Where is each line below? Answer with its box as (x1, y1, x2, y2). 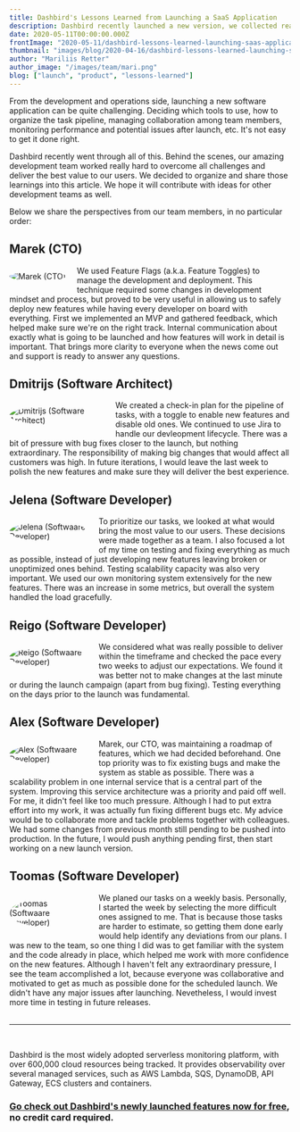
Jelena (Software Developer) (9, 492, 172, 507)
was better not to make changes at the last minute (98, 670, 283, 680)
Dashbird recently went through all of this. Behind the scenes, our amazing (9, 151, 284, 162)
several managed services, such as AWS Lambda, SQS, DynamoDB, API (9, 1068, 274, 1078)
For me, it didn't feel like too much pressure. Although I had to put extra (9, 795, 272, 806)
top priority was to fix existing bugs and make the (98, 757, 281, 768)
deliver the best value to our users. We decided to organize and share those (9, 170, 288, 180)
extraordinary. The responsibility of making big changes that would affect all (9, 447, 290, 458)
